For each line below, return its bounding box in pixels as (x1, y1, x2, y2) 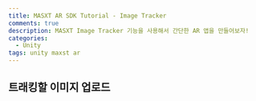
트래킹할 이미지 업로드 (8, 81, 111, 95)
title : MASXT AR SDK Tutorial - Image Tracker (8, 11, 167, 20)
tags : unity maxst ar (8, 49, 81, 57)
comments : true (8, 19, 59, 27)
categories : (8, 34, 48, 42)
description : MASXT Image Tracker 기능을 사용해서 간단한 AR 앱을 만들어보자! (8, 26, 250, 34)
